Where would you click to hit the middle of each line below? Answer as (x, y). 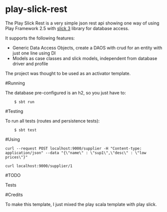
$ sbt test (25, 130)
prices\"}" (16, 157)
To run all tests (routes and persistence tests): (52, 120)
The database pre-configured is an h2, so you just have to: (66, 92)
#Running (15, 83)
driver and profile (30, 63)
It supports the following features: (40, 38)
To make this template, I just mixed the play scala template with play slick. (81, 204)
